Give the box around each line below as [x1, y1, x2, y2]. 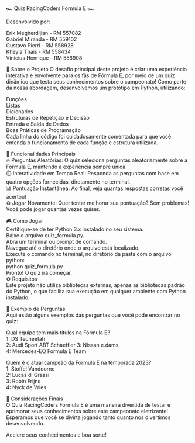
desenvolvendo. [6, 420, 45, 427]
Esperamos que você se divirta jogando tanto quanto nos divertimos [6, 414, 171, 421]
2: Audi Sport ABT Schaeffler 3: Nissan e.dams [6, 341, 119, 348]
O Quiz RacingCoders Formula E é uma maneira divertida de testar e [6, 402, 171, 408]
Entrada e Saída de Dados [6, 120, 69, 127]
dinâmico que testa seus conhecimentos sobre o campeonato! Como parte [6, 78, 187, 85]
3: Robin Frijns [6, 378, 41, 385]
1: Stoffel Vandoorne [6, 365, 55, 372]
